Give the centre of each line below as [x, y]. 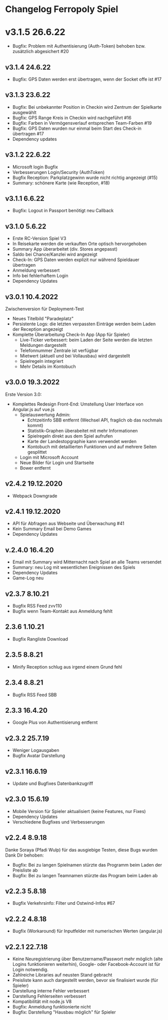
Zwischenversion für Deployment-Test [44, 309]
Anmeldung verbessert [36, 270]
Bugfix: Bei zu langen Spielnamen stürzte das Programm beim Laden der [87, 865]
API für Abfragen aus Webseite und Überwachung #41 [68, 524]
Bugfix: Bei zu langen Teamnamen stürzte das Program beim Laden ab [85, 875]
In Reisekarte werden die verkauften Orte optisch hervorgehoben [79, 244]
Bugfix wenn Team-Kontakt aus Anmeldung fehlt [62, 611]
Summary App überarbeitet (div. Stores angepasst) [65, 249]
